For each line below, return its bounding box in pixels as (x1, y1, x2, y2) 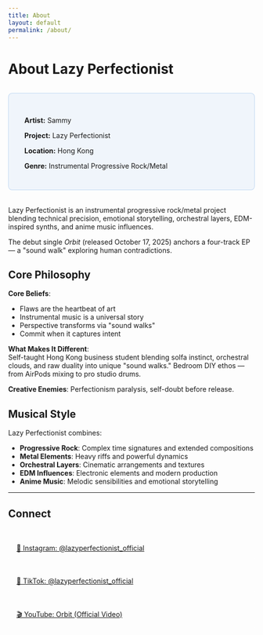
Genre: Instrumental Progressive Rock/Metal (24, 161, 168, 170)
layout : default (8, 19, 61, 27)
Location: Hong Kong (24, 146, 94, 155)
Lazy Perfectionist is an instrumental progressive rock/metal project (8, 205, 227, 214)
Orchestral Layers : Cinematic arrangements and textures (19, 460, 205, 469)
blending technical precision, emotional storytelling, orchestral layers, (8, 213, 232, 223)
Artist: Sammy (24, 115, 72, 125)
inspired (8, 221, 34, 232)
